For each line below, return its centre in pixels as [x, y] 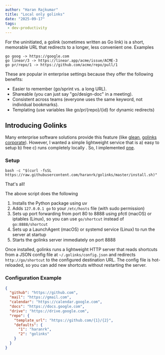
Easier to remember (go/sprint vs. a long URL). [59, 89]
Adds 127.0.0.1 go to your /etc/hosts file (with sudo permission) [78, 209]
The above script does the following [42, 194]
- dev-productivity [27, 28]
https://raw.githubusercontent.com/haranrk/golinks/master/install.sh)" [81, 175]
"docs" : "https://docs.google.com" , [47, 307]
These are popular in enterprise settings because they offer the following [79, 74]
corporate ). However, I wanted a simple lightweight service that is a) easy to [82, 142]
